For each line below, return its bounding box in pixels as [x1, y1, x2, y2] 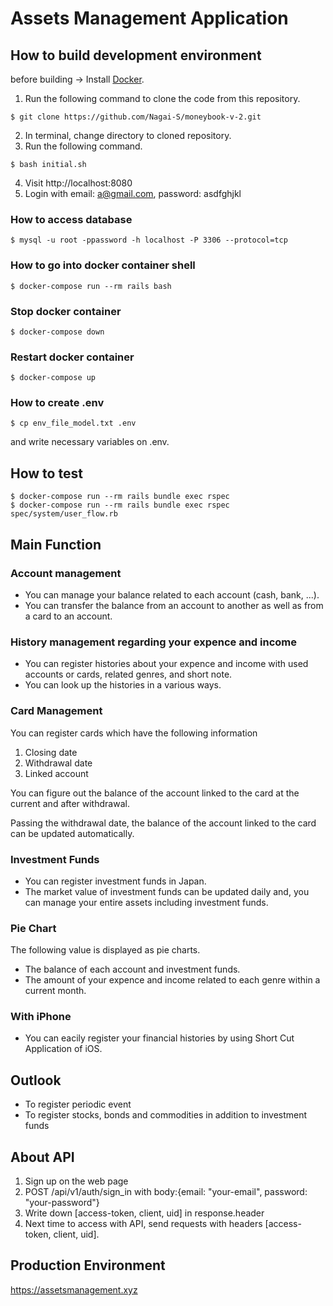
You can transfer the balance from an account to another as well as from [24, 599, 324, 611]
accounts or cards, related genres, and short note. [24, 668, 233, 681]
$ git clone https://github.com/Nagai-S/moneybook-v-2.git [10, 112, 262, 122]
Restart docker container [10, 350, 135, 364]
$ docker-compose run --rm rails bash [10, 281, 172, 291]
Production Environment [10, 1257, 166, 1274]
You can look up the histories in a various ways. [24, 679, 222, 691]
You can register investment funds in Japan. [24, 875, 207, 887]
